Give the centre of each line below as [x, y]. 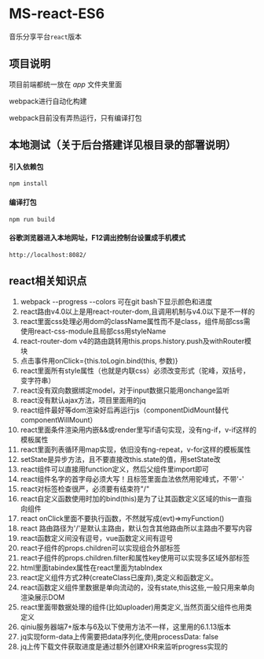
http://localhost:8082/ [48, 255]
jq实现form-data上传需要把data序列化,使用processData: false [119, 636]
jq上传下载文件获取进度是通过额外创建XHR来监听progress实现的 [124, 646]
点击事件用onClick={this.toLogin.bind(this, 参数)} [99, 360]
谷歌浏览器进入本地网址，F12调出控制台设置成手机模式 [97, 238]
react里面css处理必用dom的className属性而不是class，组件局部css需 [135, 321]
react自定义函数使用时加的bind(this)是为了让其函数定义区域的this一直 [132, 498]
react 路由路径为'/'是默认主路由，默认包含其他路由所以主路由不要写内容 [136, 528]
